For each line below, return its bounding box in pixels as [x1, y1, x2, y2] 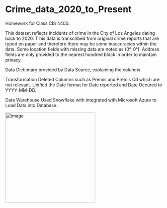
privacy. [5, 57, 22, 63]
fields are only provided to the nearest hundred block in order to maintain [5, 51, 157, 58]
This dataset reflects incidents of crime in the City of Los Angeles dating [5, 30, 155, 36]
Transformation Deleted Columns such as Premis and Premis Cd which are [5, 76, 160, 82]
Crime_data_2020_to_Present [5, 4, 132, 15]
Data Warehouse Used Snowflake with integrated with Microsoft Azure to [5, 97, 157, 103]
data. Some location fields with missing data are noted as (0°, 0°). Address [5, 46, 159, 52]
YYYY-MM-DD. [5, 87, 37, 93]
